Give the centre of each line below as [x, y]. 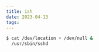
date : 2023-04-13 [27, 17]
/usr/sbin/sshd [30, 44]
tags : [13, 22]
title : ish [19, 11]
